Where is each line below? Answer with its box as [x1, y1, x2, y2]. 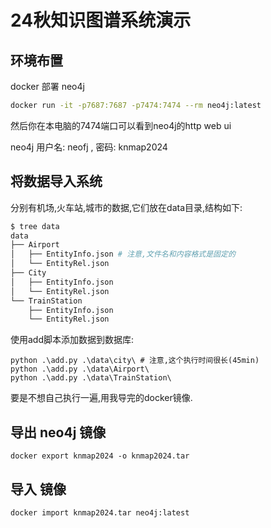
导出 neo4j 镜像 [10, 424, 107, 441]
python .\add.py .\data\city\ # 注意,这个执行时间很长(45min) [10, 356, 260, 366]
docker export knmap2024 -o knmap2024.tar [10, 451, 190, 461]
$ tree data [10, 221, 60, 231]
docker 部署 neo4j [10, 81, 85, 92]
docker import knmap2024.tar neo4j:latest [10, 507, 190, 518]
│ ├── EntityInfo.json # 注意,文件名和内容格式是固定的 [10, 249, 236, 260]
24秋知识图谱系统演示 [10, 9, 192, 32]
